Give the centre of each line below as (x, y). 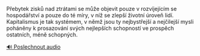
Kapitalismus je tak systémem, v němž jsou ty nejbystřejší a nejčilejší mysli (100, 22)
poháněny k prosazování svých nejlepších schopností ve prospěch (90, 28)
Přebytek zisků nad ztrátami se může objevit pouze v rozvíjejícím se (92, 9)
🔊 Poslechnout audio (34, 47)
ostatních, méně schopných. (42, 35)
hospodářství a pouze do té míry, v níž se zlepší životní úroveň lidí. (90, 15)
